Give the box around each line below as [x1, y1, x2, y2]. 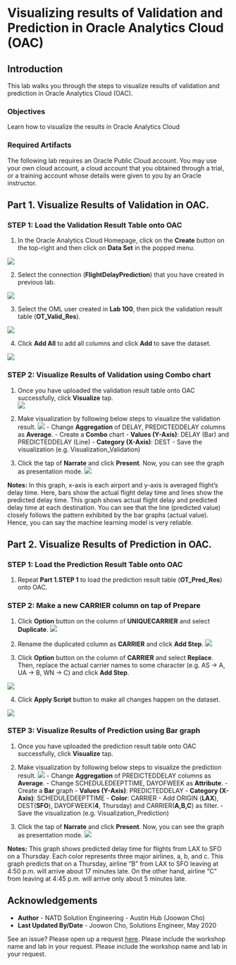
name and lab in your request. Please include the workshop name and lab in [7, 942, 228, 950]
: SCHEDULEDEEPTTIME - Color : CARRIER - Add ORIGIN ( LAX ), [33, 794, 219, 802]
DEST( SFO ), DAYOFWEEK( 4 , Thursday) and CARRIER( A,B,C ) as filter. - [17, 801, 224, 809]
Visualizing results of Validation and [7, 5, 223, 21]
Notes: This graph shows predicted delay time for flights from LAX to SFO [7, 844, 222, 853]
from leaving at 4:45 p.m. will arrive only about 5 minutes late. [7, 874, 187, 883]
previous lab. [17, 278, 56, 287]
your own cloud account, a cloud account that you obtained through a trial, [7, 163, 224, 172]
